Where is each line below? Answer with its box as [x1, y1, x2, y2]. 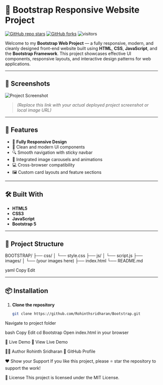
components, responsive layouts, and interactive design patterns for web [5, 55, 151, 61]
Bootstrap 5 [12, 221, 36, 227]
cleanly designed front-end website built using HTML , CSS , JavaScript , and [5, 45, 158, 51]
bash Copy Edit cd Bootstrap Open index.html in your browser [5, 330, 129, 335]
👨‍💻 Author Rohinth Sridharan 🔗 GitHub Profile [5, 348, 96, 354]
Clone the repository [12, 302, 55, 308]
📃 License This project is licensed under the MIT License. [5, 374, 120, 380]
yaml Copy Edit [5, 267, 35, 273]
